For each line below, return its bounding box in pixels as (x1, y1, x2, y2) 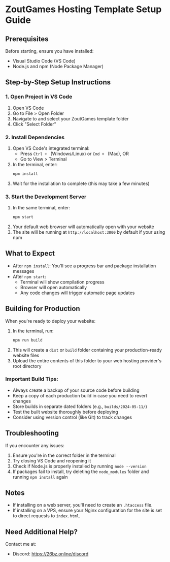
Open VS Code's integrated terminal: (12, 145, 90, 151)
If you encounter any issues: (5, 442, 65, 448)
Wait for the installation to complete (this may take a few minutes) (12, 180, 150, 186)
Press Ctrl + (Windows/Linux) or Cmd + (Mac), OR (20, 150, 129, 157)
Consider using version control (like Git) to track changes (12, 414, 132, 420)
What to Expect (5, 249, 55, 258)
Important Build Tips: (5, 376, 58, 383)
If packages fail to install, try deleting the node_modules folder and (12, 469, 149, 475)
